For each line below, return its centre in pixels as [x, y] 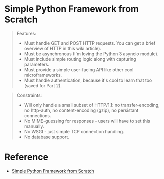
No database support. [47, 137]
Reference [26, 157]
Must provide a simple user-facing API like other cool [79, 70]
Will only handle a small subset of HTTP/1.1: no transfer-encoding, [92, 105]
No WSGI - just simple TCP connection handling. [74, 131]
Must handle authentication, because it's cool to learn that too [88, 80]
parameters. [37, 64]
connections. [38, 115]
